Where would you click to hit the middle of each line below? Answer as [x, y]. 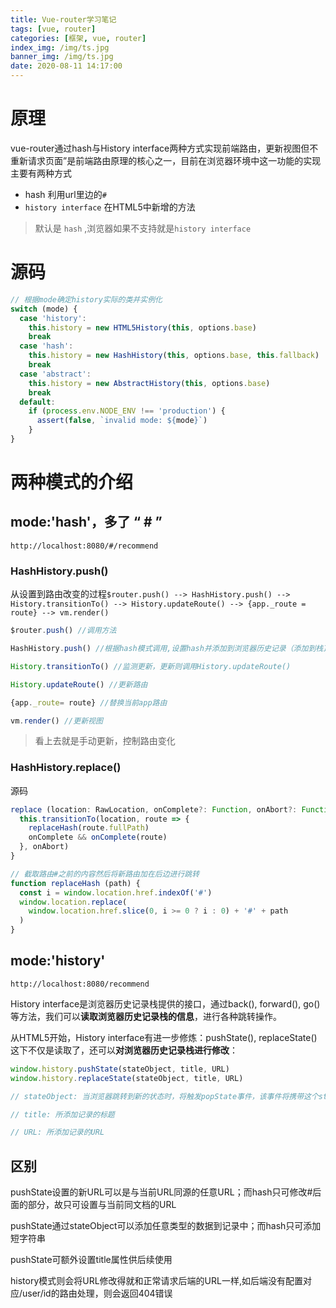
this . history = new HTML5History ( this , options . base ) [142, 327]
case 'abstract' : [55, 374]
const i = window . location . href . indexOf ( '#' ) [116, 892]
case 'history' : [53, 318]
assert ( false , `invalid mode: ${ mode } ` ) [122, 421]
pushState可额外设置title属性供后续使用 [91, 1260]
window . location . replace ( [73, 902]
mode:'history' [58, 961]
